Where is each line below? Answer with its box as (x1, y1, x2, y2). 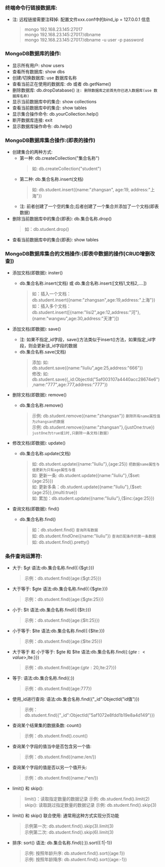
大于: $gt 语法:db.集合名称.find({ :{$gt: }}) (12, 565, 95, 571)
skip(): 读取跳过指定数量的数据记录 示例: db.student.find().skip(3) (24, 802, 157, 808)
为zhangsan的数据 (32, 419, 65, 425)
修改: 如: (32, 371, 49, 377)
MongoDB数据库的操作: (5, 50, 62, 57)
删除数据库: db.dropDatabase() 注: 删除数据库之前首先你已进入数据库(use (12, 87, 152, 93)
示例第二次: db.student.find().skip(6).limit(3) (24, 829, 114, 835)
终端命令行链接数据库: (5, 4, 58, 11)
